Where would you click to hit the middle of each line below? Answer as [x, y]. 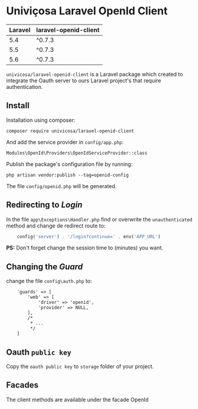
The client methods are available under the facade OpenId [77, 399]
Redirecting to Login [44, 205]
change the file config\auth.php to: [49, 281]
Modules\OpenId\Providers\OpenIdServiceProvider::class [77, 153]
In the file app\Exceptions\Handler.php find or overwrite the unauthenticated [99, 219]
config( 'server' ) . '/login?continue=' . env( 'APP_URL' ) [89, 236]
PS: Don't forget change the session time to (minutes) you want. [85, 248]
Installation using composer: [41, 120]
